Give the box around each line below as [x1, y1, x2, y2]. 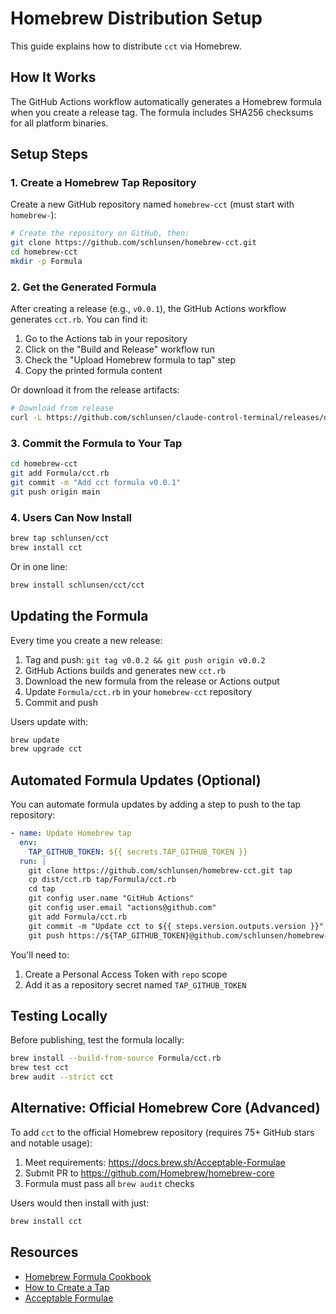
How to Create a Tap [24, 1281, 110, 1293]
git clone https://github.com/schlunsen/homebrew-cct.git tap [28, 865, 293, 876]
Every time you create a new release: [10, 634, 163, 646]
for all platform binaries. [10, 117, 109, 129]
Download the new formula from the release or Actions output [24, 675, 280, 687]
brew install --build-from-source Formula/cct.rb [10, 1053, 222, 1064]
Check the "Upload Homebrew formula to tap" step [24, 354, 237, 366]
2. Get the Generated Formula [10, 280, 157, 294]
